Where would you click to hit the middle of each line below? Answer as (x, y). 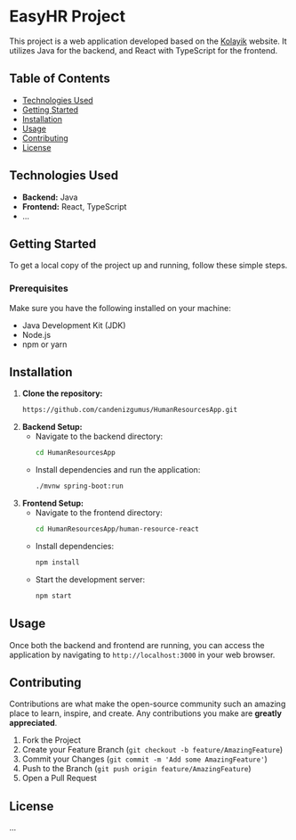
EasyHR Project (68, 16)
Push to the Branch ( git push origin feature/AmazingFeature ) (136, 769)
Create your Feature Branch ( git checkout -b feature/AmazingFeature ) (152, 750)
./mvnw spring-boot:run (80, 486)
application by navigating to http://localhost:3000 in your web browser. (142, 655)
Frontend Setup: (53, 503)
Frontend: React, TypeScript (74, 206)
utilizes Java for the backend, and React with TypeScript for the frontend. (144, 50)
